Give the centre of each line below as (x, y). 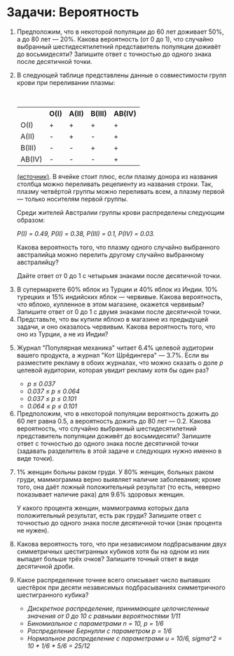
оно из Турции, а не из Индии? (62, 334)
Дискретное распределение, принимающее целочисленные (118, 608)
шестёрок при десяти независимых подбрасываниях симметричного (121, 587)
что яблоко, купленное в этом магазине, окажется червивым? (110, 304)
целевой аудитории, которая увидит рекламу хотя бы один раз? (113, 370)
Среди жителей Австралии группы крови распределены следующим (121, 212)
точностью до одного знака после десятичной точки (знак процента (119, 523)
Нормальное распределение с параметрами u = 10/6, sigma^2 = (124, 638)
